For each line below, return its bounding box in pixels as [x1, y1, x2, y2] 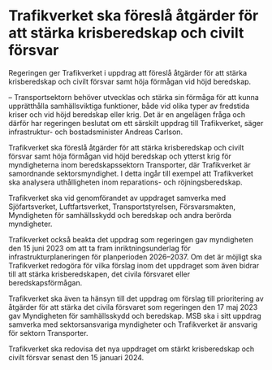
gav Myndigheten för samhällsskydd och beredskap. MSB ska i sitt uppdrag [8, 311, 261, 320]
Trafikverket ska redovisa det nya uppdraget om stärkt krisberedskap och [8, 344, 255, 354]
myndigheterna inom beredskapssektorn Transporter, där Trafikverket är [8, 159, 251, 169]
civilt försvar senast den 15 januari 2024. [8, 352, 145, 362]
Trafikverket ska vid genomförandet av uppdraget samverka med [8, 193, 226, 202]
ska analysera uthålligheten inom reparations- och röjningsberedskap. [8, 177, 243, 187]
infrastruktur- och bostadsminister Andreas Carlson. [8, 127, 183, 137]
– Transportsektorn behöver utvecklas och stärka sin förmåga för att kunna [8, 92, 260, 102]
